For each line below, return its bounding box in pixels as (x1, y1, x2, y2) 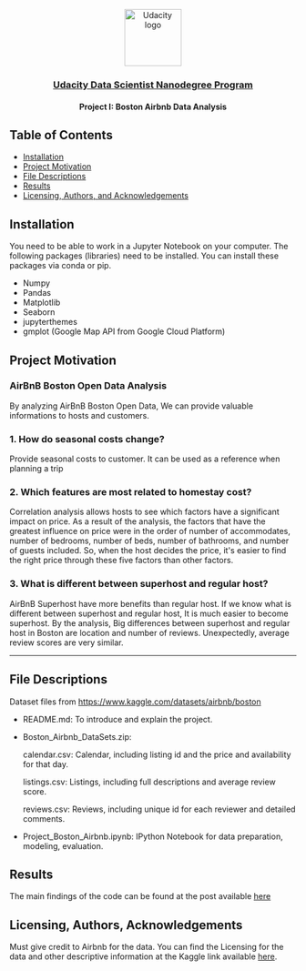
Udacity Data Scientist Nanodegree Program (53, 78, 253, 91)
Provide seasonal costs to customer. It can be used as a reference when (9, 453, 280, 464)
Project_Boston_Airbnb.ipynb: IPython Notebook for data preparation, (22, 831, 284, 842)
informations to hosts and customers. (9, 410, 150, 420)
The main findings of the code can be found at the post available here (9, 891, 271, 902)
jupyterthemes (22, 317, 77, 328)
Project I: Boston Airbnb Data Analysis (78, 101, 228, 112)
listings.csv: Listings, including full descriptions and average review (22, 776, 276, 787)
